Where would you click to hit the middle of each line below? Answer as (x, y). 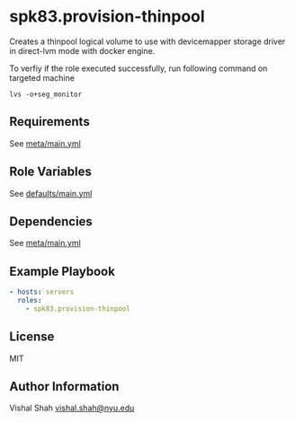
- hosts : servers (42, 292)
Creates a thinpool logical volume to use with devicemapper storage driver (147, 41)
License (32, 337)
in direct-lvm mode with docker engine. (82, 50)
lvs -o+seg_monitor (46, 94)
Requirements (49, 122)
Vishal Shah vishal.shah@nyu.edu (72, 408)
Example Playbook (62, 271)
